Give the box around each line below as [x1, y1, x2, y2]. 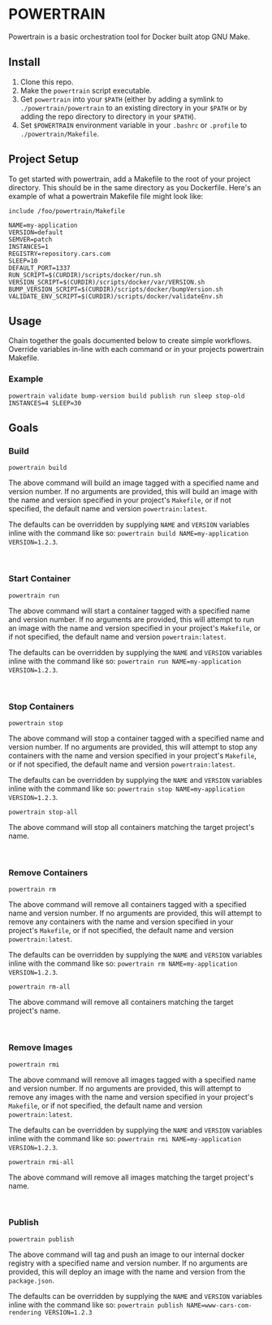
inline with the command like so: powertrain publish [8, 1300, 183, 1310]
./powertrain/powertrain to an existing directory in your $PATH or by [19, 102, 248, 112]
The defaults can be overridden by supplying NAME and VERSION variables [8, 519, 250, 529]
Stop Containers [8, 701, 75, 712]
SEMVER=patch [8, 235, 53, 244]
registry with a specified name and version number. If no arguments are [8, 1258, 248, 1268]
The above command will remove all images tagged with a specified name [8, 1075, 257, 1084]
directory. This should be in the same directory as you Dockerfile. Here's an [8, 182, 261, 192]
